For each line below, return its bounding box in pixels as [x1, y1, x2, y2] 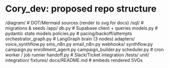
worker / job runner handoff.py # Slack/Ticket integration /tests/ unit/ [5, 51, 150, 58]
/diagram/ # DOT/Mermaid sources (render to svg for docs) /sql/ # [5, 20, 144, 26]
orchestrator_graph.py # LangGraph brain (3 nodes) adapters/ [5, 36, 135, 42]
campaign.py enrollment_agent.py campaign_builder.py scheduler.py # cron [5, 46, 164, 52]
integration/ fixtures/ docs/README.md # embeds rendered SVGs [5, 57, 143, 63]
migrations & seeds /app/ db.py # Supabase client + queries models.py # [5, 25, 158, 31]
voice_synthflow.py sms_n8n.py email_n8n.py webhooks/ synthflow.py [5, 41, 153, 47]
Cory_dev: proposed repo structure [5, 3, 157, 15]
